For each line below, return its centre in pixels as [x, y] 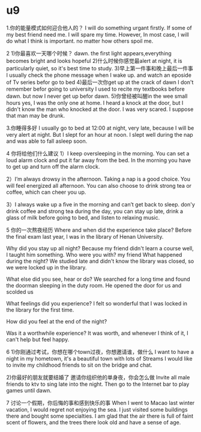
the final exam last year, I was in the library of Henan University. [85, 236]
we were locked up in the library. [46, 267]
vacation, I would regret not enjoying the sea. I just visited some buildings [97, 409]
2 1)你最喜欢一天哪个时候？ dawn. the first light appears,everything [89, 53]
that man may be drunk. [36, 115]
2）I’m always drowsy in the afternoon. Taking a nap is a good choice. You [98, 179]
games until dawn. [29, 390]
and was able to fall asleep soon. [47, 141]
